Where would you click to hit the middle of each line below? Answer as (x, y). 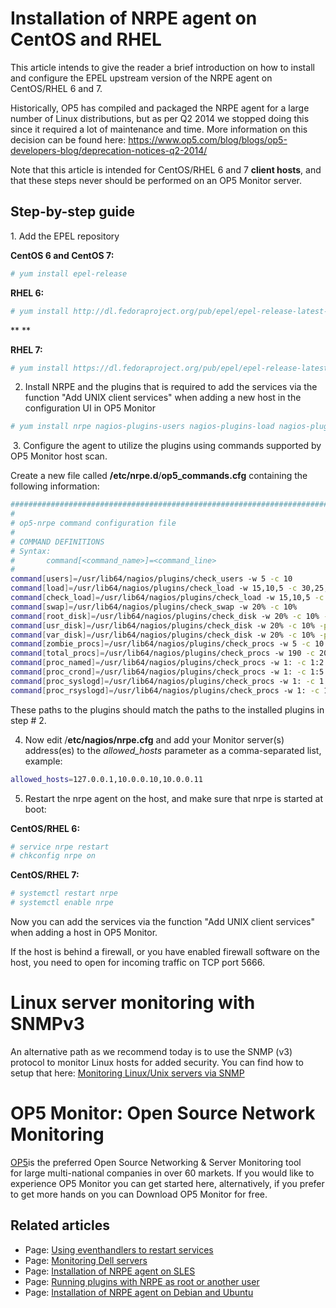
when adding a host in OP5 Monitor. (84, 932)
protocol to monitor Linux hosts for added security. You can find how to (157, 1062)
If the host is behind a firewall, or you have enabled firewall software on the (165, 951)
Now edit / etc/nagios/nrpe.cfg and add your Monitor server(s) (154, 739)
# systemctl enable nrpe (62, 903)
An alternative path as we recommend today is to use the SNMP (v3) (151, 1051)
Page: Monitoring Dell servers (86, 1260)
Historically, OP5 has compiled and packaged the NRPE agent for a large (160, 108)
